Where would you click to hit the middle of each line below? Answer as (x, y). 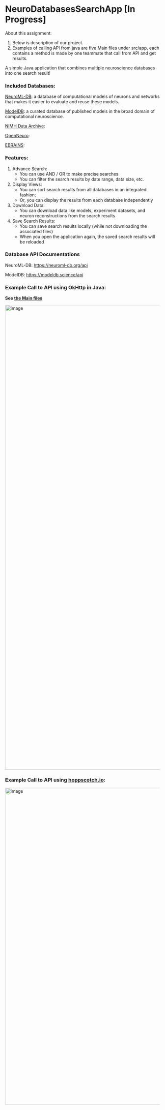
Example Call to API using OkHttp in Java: (56, 287)
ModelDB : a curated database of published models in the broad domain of (80, 111)
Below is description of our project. (48, 42)
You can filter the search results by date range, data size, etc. (82, 179)
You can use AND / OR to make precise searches (69, 174)
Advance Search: (30, 169)
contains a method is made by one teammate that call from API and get (84, 53)
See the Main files (24, 298)
